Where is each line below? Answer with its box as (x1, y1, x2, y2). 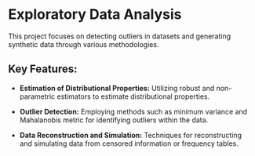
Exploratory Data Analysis (8, 5, 182, 24)
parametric (19, 92, 56, 101)
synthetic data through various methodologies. (8, 39, 159, 49)
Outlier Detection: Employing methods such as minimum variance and (19, 107, 248, 116)
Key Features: (8, 63, 78, 76)
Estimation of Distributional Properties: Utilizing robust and (19, 83, 215, 93)
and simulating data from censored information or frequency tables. (19, 139, 239, 148)
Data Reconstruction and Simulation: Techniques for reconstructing (19, 130, 242, 140)
